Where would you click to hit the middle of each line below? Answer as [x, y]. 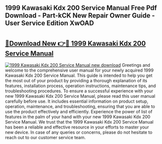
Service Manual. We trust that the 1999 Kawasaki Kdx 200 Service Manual [79, 122]
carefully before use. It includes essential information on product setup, [77, 101]
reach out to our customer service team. [45, 137]
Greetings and [136, 65]
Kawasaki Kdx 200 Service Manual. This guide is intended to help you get [79, 75]
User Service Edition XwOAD [49, 23]
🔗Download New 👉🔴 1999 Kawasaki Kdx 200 [75, 43]
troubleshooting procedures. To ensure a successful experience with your [79, 91]
